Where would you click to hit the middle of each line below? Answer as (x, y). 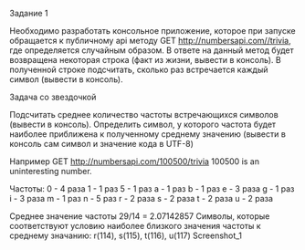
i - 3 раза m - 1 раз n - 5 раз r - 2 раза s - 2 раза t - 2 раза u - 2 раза (142, 198)
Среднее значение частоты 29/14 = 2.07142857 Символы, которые (140, 216)
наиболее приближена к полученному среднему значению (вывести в (147, 134)
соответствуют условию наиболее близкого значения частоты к (136, 226)
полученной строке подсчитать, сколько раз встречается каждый (139, 69)
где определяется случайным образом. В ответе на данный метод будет (152, 50)
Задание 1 (29, 13)
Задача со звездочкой (53, 97)
